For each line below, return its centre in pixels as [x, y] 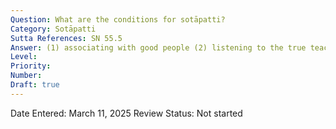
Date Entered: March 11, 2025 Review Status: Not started [126, 113]
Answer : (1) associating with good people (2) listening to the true [158, 47]
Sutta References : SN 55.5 [66, 38]
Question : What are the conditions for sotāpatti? [118, 19]
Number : [26, 76]
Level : [24, 57]
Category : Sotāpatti [53, 29]
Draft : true [35, 85]
